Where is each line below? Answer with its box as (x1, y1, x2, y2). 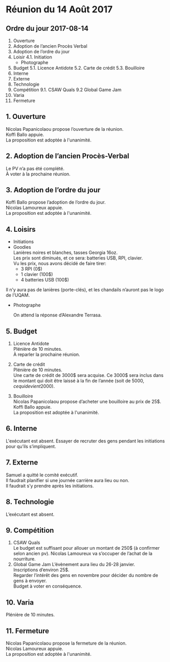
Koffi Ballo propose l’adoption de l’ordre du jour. (6, 199, 106, 206)
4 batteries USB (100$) (20, 277, 69, 283)
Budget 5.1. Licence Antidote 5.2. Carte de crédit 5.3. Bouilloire (13, 65, 145, 71)
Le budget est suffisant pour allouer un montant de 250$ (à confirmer (13, 545, 160, 551)
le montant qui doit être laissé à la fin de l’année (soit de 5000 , (13, 378, 144, 384)
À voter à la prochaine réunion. (6, 171, 71, 177)
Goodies (13, 244, 31, 250)
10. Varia (6, 598, 34, 607)
